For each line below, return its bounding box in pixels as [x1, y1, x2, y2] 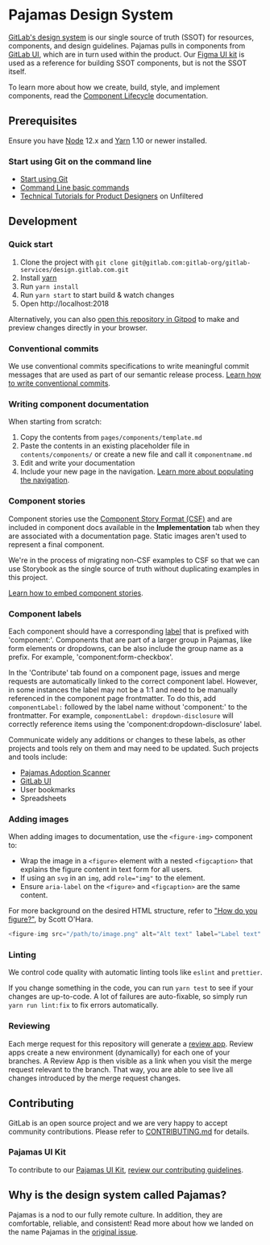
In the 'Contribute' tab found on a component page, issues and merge [8, 667, 240, 677]
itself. [8, 66, 27, 76]
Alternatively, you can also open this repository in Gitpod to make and [8, 314, 239, 324]
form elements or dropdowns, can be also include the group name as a [8, 643, 244, 653]
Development [8, 215, 78, 228]
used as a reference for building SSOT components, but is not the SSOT [8, 58, 247, 68]
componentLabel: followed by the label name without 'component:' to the [8, 702, 247, 712]
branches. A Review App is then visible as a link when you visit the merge [8, 1055, 252, 1066]
